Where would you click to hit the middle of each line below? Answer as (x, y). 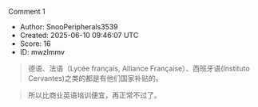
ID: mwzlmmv (42, 52)
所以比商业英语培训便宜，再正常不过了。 (94, 95)
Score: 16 (35, 44)
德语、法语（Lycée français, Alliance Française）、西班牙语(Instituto (139, 68)
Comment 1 (27, 11)
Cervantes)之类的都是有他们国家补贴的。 (95, 78)
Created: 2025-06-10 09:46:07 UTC (79, 35)
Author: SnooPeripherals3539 (69, 27)
